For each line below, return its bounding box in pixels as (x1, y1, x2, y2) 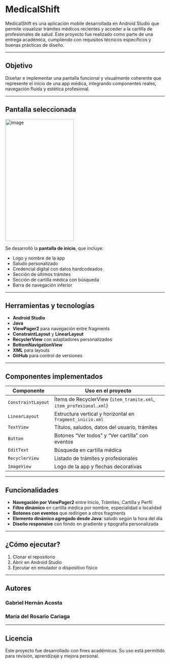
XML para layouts (12, 347, 50, 354)
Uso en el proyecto (85, 387, 132, 394)
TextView (8, 424, 29, 430)
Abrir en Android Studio (12, 559, 62, 565)
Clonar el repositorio (12, 554, 56, 560)
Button (8, 436, 24, 441)
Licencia (5, 634, 33, 643)
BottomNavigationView (12, 342, 63, 348)
